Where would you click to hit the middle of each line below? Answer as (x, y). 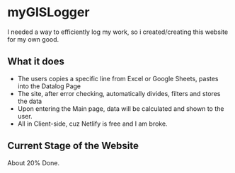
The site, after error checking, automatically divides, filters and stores (119, 93)
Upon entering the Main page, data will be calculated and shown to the (121, 108)
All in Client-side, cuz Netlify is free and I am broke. (92, 124)
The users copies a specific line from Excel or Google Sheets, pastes (118, 78)
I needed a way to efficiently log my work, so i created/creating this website (118, 32)
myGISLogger (48, 12)
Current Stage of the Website (73, 146)
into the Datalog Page (49, 86)
